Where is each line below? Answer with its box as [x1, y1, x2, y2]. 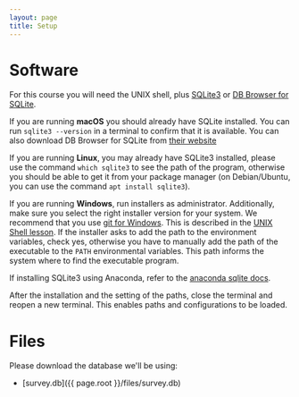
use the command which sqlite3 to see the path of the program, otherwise [9, 162, 286, 173]
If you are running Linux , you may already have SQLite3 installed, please [9, 153, 276, 164]
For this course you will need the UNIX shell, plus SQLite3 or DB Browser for [9, 89, 289, 100]
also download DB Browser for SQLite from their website [9, 135, 217, 146]
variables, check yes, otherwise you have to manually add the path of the [9, 236, 278, 247]
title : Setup [9, 21, 58, 30]
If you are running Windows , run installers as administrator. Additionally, [9, 198, 275, 209]
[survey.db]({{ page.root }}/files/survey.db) [21, 377, 181, 389]
